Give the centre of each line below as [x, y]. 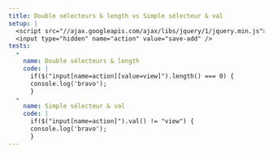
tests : [19, 46]
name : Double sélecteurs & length [81, 62]
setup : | [23, 23]
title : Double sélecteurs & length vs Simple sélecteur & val [116, 16]
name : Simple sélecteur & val [74, 106]
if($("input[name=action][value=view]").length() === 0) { [132, 76]
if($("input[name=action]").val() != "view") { [112, 121]
